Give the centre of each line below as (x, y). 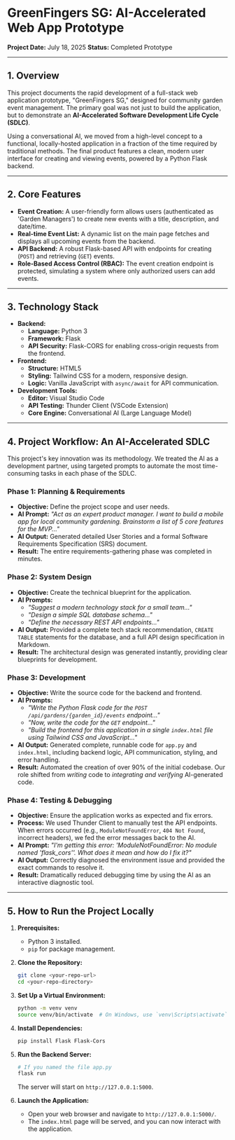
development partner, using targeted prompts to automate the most (104, 466)
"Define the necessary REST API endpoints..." (93, 622)
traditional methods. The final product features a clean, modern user (106, 151)
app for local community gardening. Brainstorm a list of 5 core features (120, 522)
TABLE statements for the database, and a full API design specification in (121, 637)
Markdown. (34, 644)
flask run (32, 1073)
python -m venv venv (47, 1008)
